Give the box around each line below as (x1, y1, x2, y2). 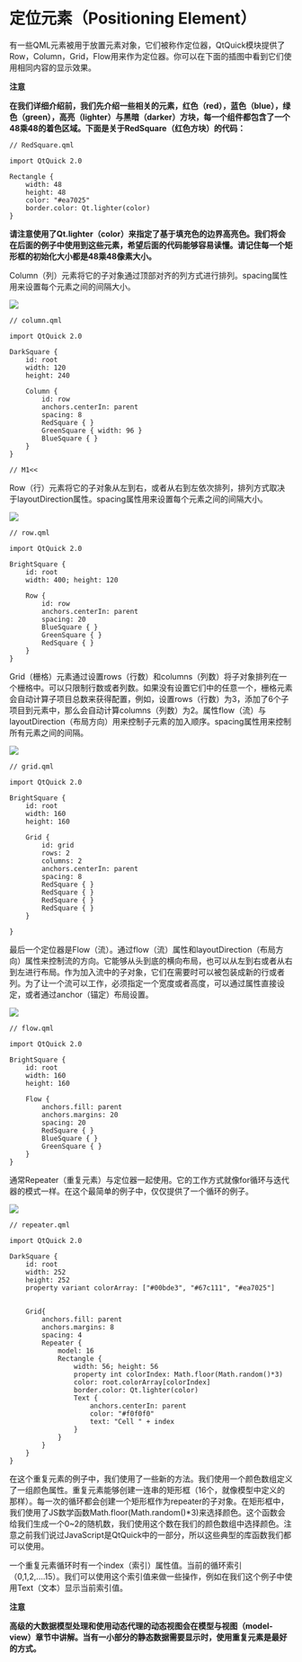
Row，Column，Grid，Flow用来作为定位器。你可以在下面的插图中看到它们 (9, 50, 285, 61)
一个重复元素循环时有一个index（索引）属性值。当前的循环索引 (9, 1560, 243, 1570)
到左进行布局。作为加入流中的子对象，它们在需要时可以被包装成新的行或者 (9, 966, 285, 977)
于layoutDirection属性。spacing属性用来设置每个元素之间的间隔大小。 (9, 493, 268, 504)
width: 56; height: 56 (73, 1362, 159, 1371)
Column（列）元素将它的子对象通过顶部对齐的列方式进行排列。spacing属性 (9, 270, 289, 280)
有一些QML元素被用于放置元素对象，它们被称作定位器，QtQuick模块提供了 (9, 40, 286, 50)
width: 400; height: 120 (25, 575, 119, 584)
